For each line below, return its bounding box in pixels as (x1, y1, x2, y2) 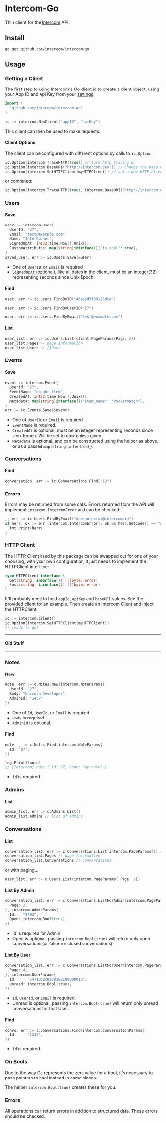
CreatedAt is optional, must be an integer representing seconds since (12, 427, 153, 433)
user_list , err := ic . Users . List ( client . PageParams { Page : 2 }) (5, 336, 136, 341)
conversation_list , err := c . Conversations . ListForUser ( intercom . (5, 963, 145, 968)
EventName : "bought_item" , (9, 389, 65, 395)
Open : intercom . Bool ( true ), (9, 917, 68, 922)
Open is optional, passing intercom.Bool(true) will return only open (12, 936, 151, 942)
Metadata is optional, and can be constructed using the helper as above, (12, 438, 159, 444)
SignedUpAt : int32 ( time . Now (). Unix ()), (9, 241, 92, 246)
